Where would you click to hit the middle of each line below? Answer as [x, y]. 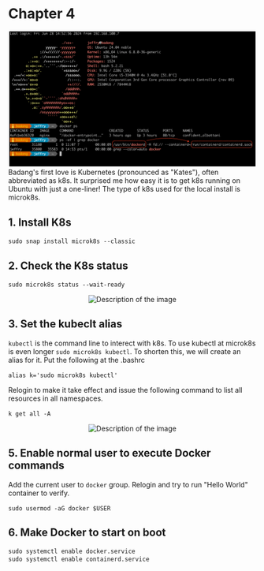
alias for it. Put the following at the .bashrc [77, 360]
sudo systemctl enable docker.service [72, 552]
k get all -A [30, 414]
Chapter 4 [42, 14]
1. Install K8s [40, 222]
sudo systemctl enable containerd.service [79, 560]
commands [36, 466]
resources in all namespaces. [56, 398]
